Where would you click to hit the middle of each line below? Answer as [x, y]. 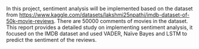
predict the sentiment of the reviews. [51, 40]
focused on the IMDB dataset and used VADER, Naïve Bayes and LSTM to [97, 34]
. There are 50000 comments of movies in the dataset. [121, 21]
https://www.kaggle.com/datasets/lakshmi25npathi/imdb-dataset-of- [104, 15]
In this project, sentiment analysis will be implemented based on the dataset [99, 9]
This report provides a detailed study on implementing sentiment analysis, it [99, 27]
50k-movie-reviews [30, 21]
